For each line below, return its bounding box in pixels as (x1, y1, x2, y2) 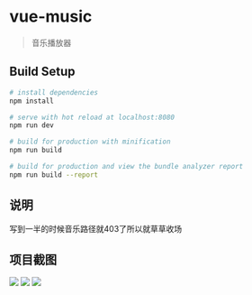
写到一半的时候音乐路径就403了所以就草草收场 (9, 223, 183, 234)
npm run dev (9, 121, 54, 130)
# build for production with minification (9, 137, 171, 146)
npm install (9, 97, 54, 106)
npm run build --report (9, 170, 99, 180)
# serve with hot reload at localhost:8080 (9, 113, 175, 122)
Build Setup (9, 64, 76, 79)
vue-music (9, 6, 93, 27)
